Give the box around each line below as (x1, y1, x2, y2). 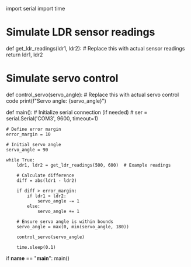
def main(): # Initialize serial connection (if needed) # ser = (6, 109, 148, 116)
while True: (6, 157, 35, 163)
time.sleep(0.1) (16, 244, 57, 250)
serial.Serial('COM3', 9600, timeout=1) (6, 114, 98, 122)
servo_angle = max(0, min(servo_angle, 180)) (16, 224, 130, 229)
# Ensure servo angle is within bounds (16, 218, 114, 225)
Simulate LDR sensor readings (6, 26, 155, 39)
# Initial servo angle (6, 141, 61, 147)
